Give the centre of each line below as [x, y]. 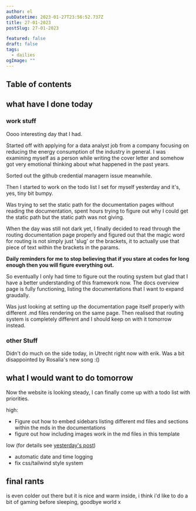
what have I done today [50, 104]
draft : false [22, 44]
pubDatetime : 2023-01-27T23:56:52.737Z [55, 17]
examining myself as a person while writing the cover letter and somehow [95, 158]
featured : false [26, 39]
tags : [13, 50]
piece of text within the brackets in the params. [63, 247]
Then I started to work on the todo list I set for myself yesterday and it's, [93, 187]
